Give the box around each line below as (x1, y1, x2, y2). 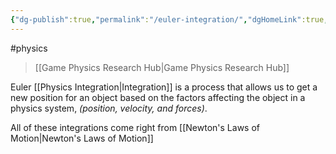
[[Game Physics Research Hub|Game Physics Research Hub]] (34, 61, 290, 73)
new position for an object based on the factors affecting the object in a (10, 91, 306, 103)
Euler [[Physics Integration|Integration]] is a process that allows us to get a (10, 81, 318, 93)
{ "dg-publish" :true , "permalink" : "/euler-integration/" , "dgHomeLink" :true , (10, 14, 329, 25)
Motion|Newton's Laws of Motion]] (10, 132, 154, 144)
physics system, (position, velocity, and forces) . (10, 102, 208, 114)
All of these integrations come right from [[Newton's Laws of (10, 121, 260, 133)
